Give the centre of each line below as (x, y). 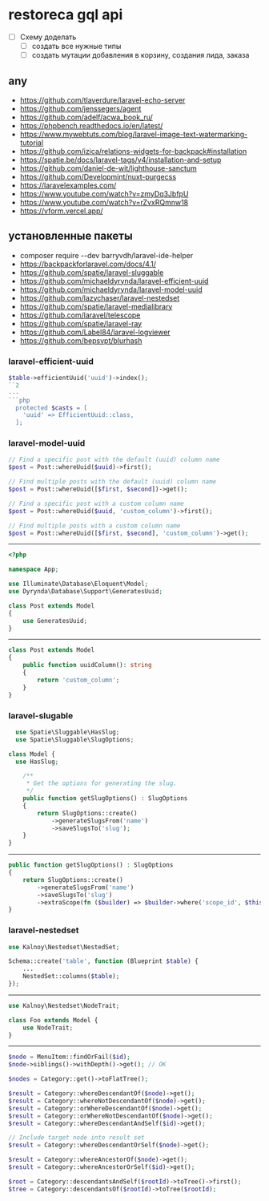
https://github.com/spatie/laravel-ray (81, 323)
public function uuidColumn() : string (87, 665)
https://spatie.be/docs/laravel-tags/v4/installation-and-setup (120, 160)
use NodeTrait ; (48, 1028)
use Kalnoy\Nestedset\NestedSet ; (64, 947)
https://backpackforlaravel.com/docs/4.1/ (88, 264)
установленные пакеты (71, 236)
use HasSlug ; (37, 762)
